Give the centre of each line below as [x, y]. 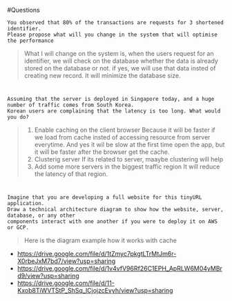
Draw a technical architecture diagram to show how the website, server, [116, 210]
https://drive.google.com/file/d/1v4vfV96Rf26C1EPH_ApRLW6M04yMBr [120, 269]
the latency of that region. [71, 174]
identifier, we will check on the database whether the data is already [121, 61]
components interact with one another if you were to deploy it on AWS [112, 222]
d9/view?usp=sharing [48, 276]
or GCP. [18, 228]
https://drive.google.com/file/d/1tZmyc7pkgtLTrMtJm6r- [97, 254]
